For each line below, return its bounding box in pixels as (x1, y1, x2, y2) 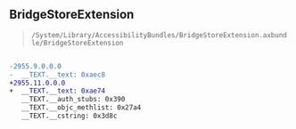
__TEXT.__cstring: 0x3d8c (21, 111, 118, 121)
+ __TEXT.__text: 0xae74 (9, 86, 105, 96)
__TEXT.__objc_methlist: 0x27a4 (21, 103, 142, 112)
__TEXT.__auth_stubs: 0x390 (21, 95, 126, 104)
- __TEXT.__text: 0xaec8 (9, 70, 105, 79)
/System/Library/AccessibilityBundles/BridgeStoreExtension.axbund (30, 30, 287, 39)
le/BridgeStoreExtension (30, 38, 124, 47)
